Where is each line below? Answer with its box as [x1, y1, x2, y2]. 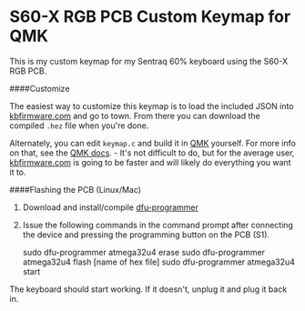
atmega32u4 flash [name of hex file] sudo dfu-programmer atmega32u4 [22, 256, 296, 267]
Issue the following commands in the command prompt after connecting [22, 219, 294, 230]
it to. [9, 166, 26, 177]
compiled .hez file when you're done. [9, 120, 149, 131]
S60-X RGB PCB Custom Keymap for [9, 6, 291, 27]
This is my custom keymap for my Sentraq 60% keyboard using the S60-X [9, 55, 289, 66]
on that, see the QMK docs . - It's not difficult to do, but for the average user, [9, 147, 295, 158]
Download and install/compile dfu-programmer [22, 202, 198, 213]
